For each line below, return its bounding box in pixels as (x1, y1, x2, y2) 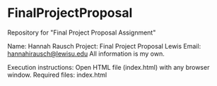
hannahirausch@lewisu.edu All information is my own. (7, 49, 165, 58)
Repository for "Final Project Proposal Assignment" (7, 28, 156, 37)
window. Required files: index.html (7, 70, 107, 79)
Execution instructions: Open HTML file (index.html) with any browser (7, 63, 210, 71)
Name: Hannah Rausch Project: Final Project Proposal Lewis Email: (7, 42, 201, 50)
